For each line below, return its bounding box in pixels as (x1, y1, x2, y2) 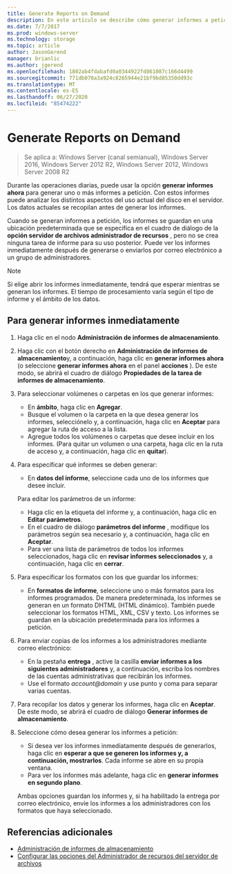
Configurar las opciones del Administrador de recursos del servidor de (17, 852, 219, 860)
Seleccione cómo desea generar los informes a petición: (17, 728, 178, 736)
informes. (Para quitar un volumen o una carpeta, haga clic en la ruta (27, 439, 223, 448)
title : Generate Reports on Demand (7, 10, 110, 17)
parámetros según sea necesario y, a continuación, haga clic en (27, 530, 209, 538)
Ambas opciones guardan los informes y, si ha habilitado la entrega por (17, 792, 220, 800)
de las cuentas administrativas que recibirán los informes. (27, 672, 192, 680)
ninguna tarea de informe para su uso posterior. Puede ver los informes (7, 238, 211, 246)
